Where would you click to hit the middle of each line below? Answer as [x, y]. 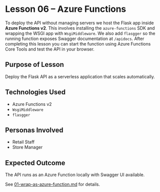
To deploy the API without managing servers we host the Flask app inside [80, 23]
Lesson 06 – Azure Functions [66, 9]
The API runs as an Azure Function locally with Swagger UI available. [75, 175]
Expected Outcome [35, 163]
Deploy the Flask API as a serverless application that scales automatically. [80, 76]
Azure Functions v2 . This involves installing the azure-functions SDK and [80, 28]
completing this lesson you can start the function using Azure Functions [78, 44]
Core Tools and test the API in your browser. [50, 49]
